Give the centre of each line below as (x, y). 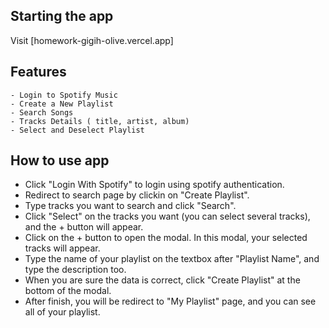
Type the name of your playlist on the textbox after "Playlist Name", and (172, 259)
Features (38, 72)
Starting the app (62, 16)
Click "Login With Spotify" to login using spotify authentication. (154, 185)
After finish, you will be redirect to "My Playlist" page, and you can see (170, 301)
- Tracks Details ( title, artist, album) (100, 121)
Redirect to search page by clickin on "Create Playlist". (137, 195)
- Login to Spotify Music (64, 95)
